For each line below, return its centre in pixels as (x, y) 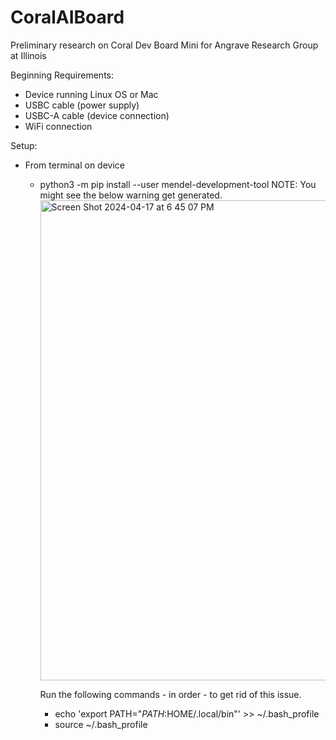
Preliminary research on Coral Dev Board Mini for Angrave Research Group (164, 45)
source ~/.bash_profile (101, 724)
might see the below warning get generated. (131, 195)
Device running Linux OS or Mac (91, 94)
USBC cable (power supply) (82, 105)
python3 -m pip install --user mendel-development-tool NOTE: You (178, 184)
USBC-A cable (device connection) (97, 115)
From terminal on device (74, 165)
